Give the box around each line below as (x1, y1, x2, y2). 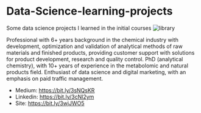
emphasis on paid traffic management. (6, 75, 104, 82)
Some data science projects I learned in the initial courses (6, 24, 152, 32)
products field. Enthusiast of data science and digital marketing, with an (6, 68, 186, 75)
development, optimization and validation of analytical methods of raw (6, 43, 183, 50)
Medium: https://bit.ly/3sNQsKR (15, 86, 95, 94)
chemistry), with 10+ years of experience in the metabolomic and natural (6, 62, 189, 69)
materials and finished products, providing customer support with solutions (6, 49, 195, 56)
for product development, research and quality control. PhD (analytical (6, 55, 183, 63)
